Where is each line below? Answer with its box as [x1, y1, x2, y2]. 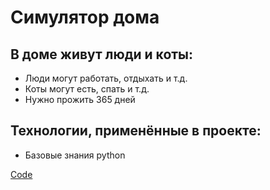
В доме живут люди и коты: [10, 46, 194, 63]
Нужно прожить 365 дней [24, 94, 136, 105]
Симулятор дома [10, 6, 160, 29]
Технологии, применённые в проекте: [10, 122, 262, 140]
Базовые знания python [24, 149, 126, 161]
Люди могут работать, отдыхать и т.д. [24, 72, 188, 84]
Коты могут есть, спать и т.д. [24, 83, 150, 95]
